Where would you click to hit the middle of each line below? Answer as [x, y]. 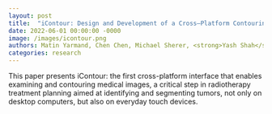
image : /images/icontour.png [57, 38]
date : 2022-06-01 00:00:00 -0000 [65, 31]
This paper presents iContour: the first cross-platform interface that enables [135, 76]
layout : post [30, 16]
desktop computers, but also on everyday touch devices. [103, 102]
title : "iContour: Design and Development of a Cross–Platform [119, 23]
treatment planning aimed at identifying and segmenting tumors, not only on [135, 93]
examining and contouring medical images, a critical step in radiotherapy [130, 84]
